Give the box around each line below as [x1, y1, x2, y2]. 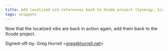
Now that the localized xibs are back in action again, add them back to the [5, 25, 158, 31]
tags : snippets [5, 12, 37, 17]
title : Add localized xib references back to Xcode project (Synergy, [5, 7, 155, 12]
